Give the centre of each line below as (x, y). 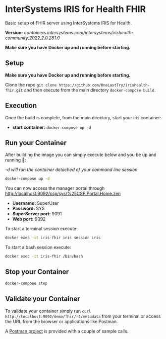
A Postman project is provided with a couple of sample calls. (67, 331)
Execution (21, 106)
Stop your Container (37, 272)
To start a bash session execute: (38, 248)
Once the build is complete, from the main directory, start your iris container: (83, 117)
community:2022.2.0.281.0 (33, 38)
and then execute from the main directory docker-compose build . (90, 90)
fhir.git (14, 90)
